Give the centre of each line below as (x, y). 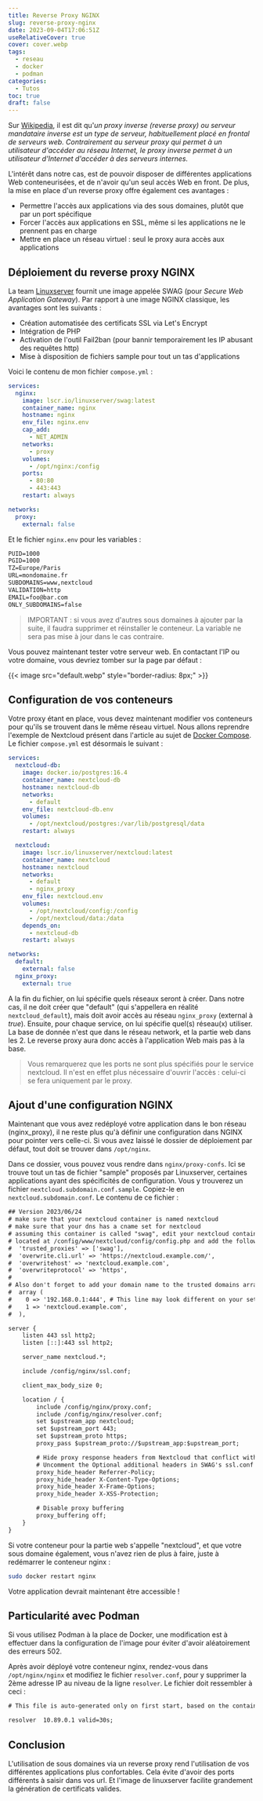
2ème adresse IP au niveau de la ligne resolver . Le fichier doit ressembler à (130, 1683)
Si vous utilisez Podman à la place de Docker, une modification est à (118, 1635)
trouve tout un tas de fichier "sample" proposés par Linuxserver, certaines (128, 1173)
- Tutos (28, 88)
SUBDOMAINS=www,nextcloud (50, 583)
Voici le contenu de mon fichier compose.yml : (81, 371)
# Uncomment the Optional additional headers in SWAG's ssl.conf (145, 1465)
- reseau (29, 60)
